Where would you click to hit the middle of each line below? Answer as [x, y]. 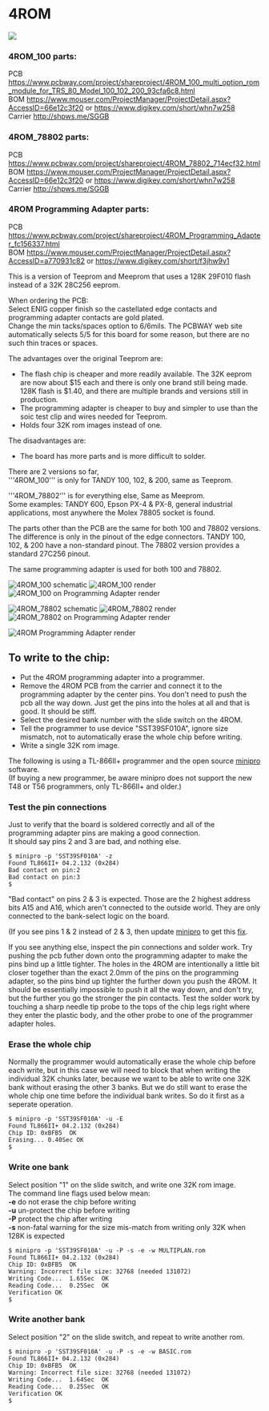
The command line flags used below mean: [79, 1193]
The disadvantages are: [47, 440]
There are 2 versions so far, [54, 471]
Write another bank [47, 1320]
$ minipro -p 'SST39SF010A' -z [60, 856]
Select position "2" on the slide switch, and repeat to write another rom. [126, 1337]
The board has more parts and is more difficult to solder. [113, 456]
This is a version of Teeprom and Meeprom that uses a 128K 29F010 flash [130, 276]
